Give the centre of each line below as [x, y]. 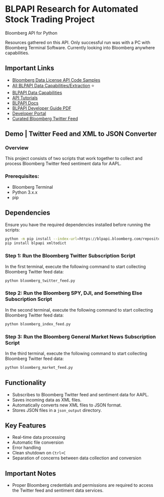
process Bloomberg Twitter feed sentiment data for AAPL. [63, 164]
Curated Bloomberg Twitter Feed [45, 118]
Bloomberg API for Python [31, 33]
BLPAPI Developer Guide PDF [42, 108]
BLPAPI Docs [25, 103]
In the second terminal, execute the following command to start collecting [79, 310]
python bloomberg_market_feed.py [39, 367]
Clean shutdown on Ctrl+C [39, 453]
